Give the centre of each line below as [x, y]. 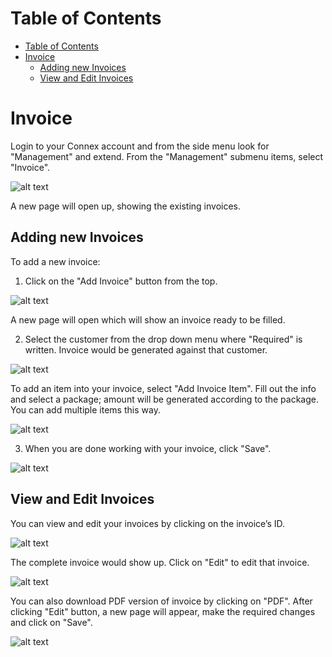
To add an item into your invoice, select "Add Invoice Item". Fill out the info [163, 388]
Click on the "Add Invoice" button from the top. [121, 281]
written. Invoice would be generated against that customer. [146, 349]
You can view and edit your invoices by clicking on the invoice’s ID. [148, 523]
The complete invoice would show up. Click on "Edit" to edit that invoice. [160, 562]
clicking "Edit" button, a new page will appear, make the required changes [163, 611]
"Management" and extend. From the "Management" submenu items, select [167, 156]
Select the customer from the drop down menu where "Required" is [163, 339]
